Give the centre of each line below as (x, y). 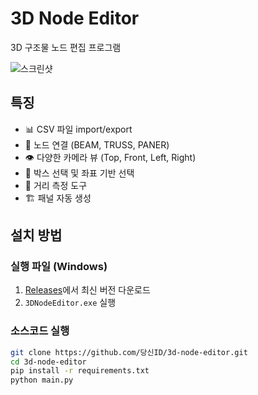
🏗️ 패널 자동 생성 (58, 198)
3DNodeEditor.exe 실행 (70, 303)
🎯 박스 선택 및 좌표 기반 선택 (79, 173)
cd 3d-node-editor (48, 362)
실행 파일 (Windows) (59, 267)
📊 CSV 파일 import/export (78, 129)
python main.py (42, 380)
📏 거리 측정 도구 (56, 185)
